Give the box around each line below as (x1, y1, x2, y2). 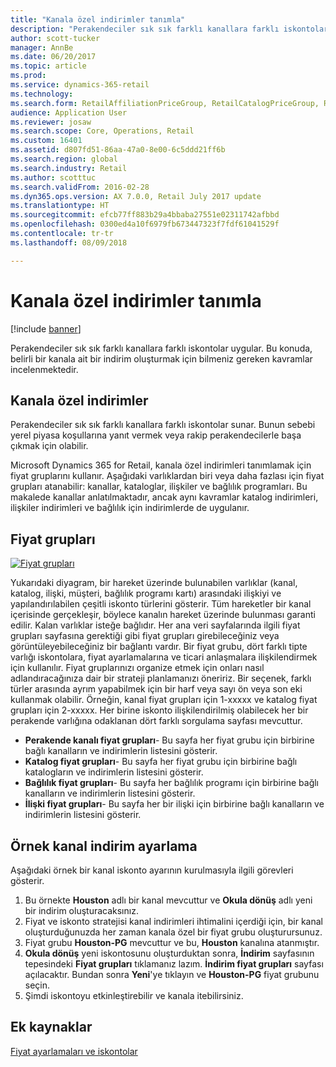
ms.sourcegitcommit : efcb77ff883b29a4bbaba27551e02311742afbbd (10, 210, 280, 220)
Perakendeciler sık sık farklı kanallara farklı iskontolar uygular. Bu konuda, (10, 342, 313, 354)
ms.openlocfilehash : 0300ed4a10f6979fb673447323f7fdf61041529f (10, 219, 280, 230)
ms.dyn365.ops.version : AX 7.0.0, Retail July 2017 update (10, 191, 262, 201)
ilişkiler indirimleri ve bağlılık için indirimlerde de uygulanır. (10, 502, 250, 514)
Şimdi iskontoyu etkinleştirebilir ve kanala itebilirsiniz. (24, 990, 244, 1001)
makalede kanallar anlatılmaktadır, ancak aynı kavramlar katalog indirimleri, (10, 491, 319, 503)
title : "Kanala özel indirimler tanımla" (10, 14, 186, 25)
